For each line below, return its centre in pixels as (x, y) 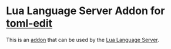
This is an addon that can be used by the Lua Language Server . (83, 40)
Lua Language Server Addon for (85, 11)
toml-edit (29, 23)
